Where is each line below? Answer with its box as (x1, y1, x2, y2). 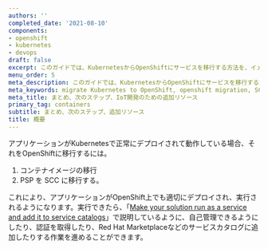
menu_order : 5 (8, 71, 56, 79)
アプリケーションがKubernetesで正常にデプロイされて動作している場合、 (8, 138, 249, 148)
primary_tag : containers (8, 101, 91, 109)
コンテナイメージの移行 (19, 165, 97, 175)
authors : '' (8, 11, 48, 20)
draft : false (8, 57, 52, 65)
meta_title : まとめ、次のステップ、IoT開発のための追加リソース (8, 93, 198, 101)
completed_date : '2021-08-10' (8, 19, 109, 27)
